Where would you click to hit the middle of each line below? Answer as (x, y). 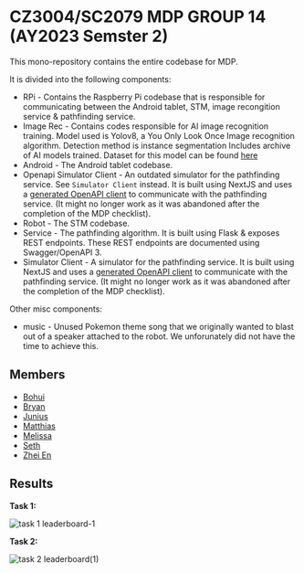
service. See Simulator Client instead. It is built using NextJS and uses (157, 184)
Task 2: (24, 541)
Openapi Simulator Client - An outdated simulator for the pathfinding (151, 175)
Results (31, 484)
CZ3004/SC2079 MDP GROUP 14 (138, 17)
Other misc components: (56, 309)
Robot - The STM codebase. (76, 223)
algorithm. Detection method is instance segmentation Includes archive (157, 145)
